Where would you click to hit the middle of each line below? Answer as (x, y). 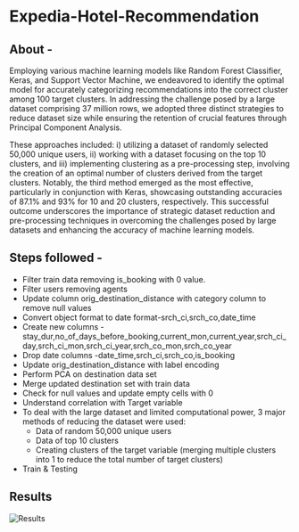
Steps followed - (56, 258)
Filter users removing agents (75, 289)
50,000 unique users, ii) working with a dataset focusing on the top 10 (137, 154)
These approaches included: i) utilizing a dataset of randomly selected (139, 145)
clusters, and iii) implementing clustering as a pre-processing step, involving (149, 164)
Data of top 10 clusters (77, 440)
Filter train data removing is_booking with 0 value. (114, 279)
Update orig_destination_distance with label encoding (121, 364)
